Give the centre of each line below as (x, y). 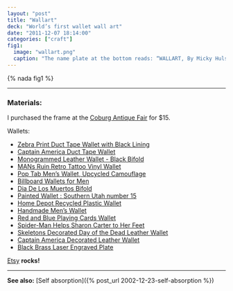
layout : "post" (29, 13)
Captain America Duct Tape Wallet (66, 152)
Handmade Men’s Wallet (52, 211)
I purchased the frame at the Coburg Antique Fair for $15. (89, 118)
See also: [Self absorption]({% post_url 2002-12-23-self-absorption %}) (111, 281)
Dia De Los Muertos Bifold (54, 189)
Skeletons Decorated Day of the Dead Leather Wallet (93, 233)
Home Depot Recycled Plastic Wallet (69, 203)
